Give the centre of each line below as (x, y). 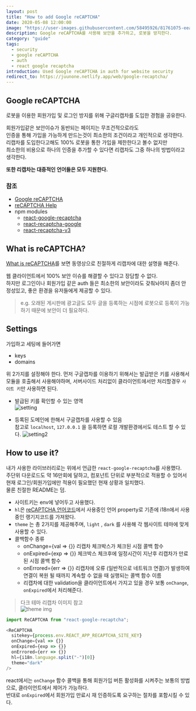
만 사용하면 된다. (39, 388)
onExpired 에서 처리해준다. (53, 590)
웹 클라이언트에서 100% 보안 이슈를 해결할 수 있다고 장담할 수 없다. (82, 276)
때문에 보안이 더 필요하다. (60, 310)
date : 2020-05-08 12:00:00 (39, 22)
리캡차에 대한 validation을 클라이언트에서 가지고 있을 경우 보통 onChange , (106, 582)
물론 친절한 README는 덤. (36, 490)
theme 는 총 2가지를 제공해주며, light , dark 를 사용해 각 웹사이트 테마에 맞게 (101, 524)
